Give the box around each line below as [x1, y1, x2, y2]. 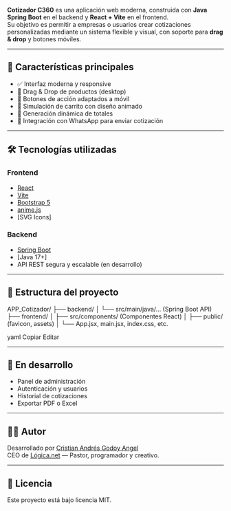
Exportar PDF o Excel [16, 399, 78, 408]
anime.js [16, 206, 41, 214]
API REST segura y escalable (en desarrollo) [16, 260, 142, 268]
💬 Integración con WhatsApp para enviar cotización [16, 116, 164, 124]
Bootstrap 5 [16, 198, 51, 206]
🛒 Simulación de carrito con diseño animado [16, 102, 143, 110]
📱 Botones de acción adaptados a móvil [16, 94, 130, 102]
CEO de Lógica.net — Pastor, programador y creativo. [7, 451, 159, 459]
